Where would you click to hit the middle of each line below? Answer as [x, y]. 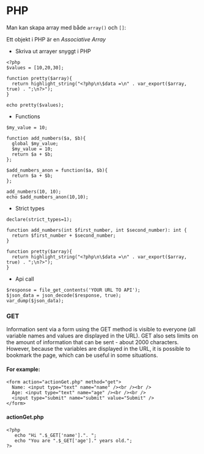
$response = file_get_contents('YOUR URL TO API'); [73, 290]
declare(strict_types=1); [39, 219]
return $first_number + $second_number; [64, 236]
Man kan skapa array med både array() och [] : [66, 27]
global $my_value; [35, 143]
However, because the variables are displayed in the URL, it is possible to [98, 349]
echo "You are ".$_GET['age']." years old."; [73, 441]
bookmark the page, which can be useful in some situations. [82, 355]
